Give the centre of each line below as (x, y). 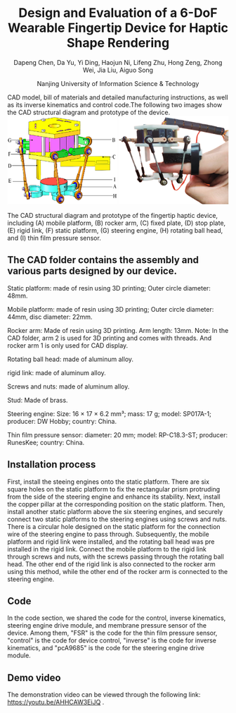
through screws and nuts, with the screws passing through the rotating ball (116, 556)
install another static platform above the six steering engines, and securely (115, 511)
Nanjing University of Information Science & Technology (118, 83)
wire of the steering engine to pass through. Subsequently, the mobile (108, 534)
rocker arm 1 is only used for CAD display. (68, 345)
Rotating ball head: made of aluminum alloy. (71, 359)
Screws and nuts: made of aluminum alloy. (68, 386)
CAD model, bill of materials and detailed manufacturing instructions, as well (118, 97)
